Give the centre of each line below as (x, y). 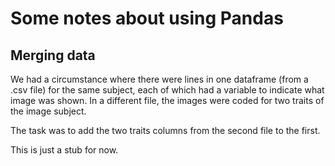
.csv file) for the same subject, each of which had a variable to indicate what (167, 90)
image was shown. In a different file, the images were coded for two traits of (167, 100)
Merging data (53, 55)
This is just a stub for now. (64, 150)
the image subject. (48, 111)
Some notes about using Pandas (147, 18)
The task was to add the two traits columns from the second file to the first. (165, 130)
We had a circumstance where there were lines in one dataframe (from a (159, 79)
